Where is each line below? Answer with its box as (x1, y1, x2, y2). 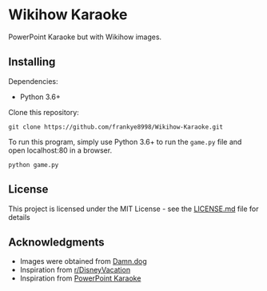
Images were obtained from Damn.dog (19, 257, 147, 266)
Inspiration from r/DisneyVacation (19, 265, 130, 275)
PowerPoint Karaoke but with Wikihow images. (8, 32, 162, 42)
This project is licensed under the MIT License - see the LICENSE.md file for (8, 204, 259, 213)
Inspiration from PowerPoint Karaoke (19, 273, 141, 283)
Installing (8, 55, 56, 69)
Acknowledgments (8, 235, 106, 249)
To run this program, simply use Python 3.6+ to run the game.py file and (8, 137, 242, 146)
